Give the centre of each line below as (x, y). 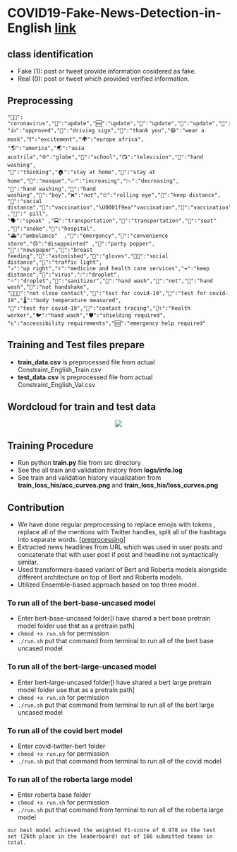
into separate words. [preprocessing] (71, 540)
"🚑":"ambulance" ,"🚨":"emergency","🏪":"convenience (88, 236)
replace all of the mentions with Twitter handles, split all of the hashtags (122, 532)
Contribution (36, 507)
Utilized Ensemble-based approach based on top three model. (108, 585)
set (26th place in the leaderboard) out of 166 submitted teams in (110, 836)
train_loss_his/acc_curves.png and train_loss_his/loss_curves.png (118, 485)
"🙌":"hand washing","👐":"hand (52, 189)
